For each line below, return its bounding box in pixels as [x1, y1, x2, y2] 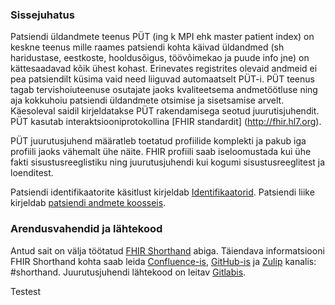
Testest [10, 285, 42, 297]
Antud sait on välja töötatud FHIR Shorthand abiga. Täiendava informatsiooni [10, 244, 325, 257]
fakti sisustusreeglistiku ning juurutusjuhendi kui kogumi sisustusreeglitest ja [10, 156, 326, 168]
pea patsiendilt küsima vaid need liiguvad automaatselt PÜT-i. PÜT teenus [10, 73, 315, 85]
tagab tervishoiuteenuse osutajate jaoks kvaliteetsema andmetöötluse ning [10, 84, 318, 96]
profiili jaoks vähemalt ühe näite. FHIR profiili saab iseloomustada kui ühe [10, 146, 312, 158]
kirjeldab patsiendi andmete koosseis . [10, 197, 167, 209]
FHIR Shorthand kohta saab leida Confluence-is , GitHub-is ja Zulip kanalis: [10, 255, 317, 267]
